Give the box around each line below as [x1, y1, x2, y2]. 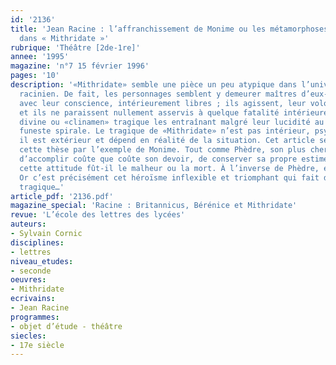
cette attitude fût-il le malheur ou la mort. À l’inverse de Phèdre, [19, 163, 320, 173]
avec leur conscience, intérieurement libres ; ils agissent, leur [19, 98, 307, 108]
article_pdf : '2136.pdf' [10, 191, 114, 201]
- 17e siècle [10, 340, 65, 350]
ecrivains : [10, 294, 56, 304]
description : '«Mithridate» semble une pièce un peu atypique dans [10, 80, 298, 90]
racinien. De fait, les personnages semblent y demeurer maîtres [19, 89, 298, 99]
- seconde [10, 266, 52, 276]
